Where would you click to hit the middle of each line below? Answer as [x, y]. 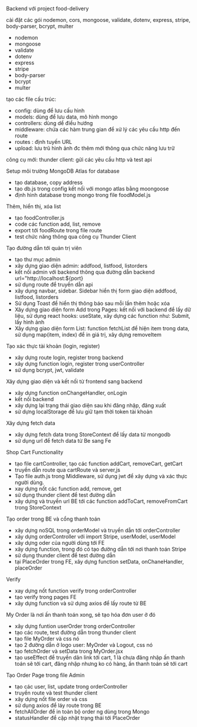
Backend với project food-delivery [47, 9]
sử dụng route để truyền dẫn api [54, 284]
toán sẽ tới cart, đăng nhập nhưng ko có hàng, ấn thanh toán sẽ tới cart [101, 664]
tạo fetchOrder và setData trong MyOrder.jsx [69, 651]
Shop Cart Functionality [35, 452]
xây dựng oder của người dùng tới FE [60, 543]
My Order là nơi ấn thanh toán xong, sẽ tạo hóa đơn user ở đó [81, 615]
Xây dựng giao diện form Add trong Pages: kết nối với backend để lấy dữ [103, 310]
